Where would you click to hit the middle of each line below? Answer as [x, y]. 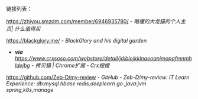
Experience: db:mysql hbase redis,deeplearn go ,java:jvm [76, 84]
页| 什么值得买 [23, 29]
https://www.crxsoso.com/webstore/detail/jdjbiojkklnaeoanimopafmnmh [103, 58]
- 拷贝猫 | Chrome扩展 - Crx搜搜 [71, 65]
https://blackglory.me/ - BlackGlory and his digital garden [76, 41]
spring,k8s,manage [30, 90]
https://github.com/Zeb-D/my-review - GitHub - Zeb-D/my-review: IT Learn [98, 77]
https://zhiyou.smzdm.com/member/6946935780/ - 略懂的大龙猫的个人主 [96, 21]
